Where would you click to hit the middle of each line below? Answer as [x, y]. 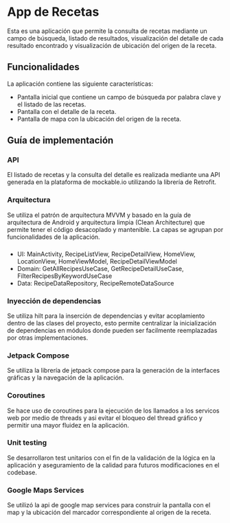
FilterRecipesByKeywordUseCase [65, 276]
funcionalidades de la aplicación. [54, 237]
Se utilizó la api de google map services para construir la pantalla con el [109, 505]
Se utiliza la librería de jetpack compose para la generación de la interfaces [114, 371]
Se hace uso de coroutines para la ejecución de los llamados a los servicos [113, 410]
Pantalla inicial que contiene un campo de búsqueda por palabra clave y [119, 97]
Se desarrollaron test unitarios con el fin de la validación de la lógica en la [111, 458]
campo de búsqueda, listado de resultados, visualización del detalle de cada [115, 38]
